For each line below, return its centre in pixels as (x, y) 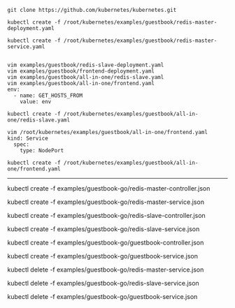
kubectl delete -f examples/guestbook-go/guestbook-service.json (102, 296)
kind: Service (28, 138)
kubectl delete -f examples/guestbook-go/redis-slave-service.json (103, 283)
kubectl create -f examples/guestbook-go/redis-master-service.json (106, 202)
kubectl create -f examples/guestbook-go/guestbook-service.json (102, 256)
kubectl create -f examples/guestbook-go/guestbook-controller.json (106, 242)
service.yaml (26, 47)
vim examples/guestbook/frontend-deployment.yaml (81, 71)
